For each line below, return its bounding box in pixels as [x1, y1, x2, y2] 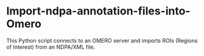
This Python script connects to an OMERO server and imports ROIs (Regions [6, 37, 198, 44]
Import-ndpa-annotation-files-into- [6, 4, 191, 18]
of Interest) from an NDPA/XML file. [6, 43, 96, 51]
